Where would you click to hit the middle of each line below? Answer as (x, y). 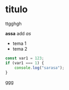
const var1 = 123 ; (25, 58)
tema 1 (20, 43)
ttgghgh (13, 24)
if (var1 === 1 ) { (25, 63)
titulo (16, 9)
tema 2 (20, 49)
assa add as (18, 33)
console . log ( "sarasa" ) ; (40, 67)
